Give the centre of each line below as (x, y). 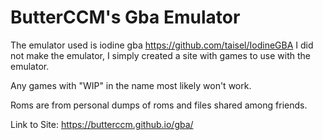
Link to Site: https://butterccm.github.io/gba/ (102, 124)
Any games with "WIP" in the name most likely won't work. (131, 85)
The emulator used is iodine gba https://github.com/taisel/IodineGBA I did (162, 45)
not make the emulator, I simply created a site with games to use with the (160, 55)
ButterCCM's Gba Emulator (125, 17)
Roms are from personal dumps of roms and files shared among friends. (159, 105)
